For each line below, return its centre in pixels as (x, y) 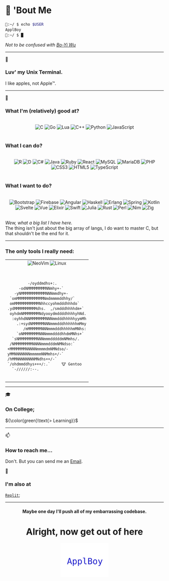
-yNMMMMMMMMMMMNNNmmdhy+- (41, 293)
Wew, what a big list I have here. (39, 223)
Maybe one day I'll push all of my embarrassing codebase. (84, 511)
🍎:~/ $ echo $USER (24, 24)
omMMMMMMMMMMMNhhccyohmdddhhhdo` (45, 303)
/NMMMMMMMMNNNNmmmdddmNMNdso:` (43, 344)
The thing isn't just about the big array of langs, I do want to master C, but (82, 228)
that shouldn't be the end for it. (37, 233)
